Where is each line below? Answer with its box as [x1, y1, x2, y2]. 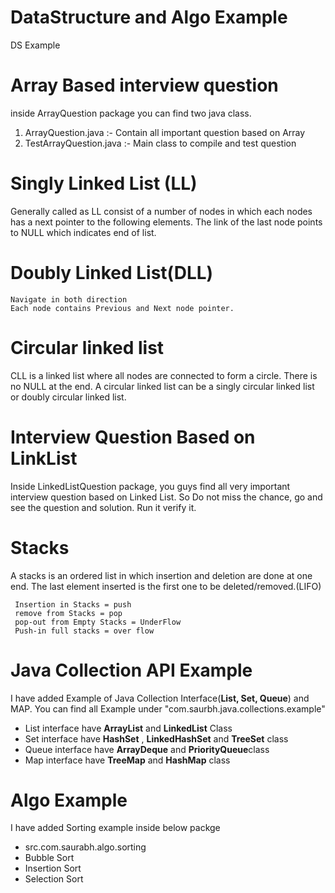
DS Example [10, 39, 61, 51]
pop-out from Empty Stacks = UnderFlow [14, 617, 182, 627]
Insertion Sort [24, 862, 82, 875]
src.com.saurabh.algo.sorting [24, 841, 147, 853]
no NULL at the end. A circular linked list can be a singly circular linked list [10, 380, 315, 392]
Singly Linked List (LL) [10, 172, 198, 195]
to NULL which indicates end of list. [10, 226, 157, 238]
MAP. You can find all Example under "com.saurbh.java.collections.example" [10, 702, 326, 715]
